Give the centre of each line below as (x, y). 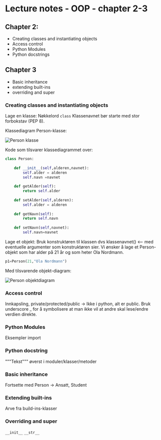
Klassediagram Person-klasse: (36, 131)
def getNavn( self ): (34, 214)
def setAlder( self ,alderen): (44, 200)
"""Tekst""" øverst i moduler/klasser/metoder (51, 361)
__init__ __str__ (22, 433)
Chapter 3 (21, 70)
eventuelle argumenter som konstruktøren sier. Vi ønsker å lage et (72, 247)
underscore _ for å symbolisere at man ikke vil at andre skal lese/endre (77, 309)
